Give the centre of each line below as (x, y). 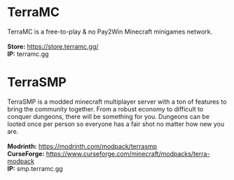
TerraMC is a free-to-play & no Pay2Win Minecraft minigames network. (110, 32)
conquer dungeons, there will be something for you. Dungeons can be (109, 116)
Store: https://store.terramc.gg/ (53, 46)
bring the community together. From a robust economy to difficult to (105, 109)
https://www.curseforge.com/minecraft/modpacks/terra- (128, 153)
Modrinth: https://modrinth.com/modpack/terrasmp (82, 146)
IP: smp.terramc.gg (35, 168)
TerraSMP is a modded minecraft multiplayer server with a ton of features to (117, 102)
